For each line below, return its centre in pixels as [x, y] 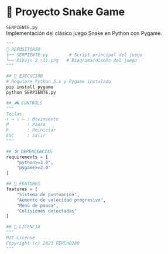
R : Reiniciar [31, 130]
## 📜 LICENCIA [23, 227]
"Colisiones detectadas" [47, 211]
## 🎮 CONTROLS [24, 103]
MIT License [20, 238]
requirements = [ [27, 157]
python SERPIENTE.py [31, 92]
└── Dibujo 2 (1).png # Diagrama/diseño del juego [72, 60]
